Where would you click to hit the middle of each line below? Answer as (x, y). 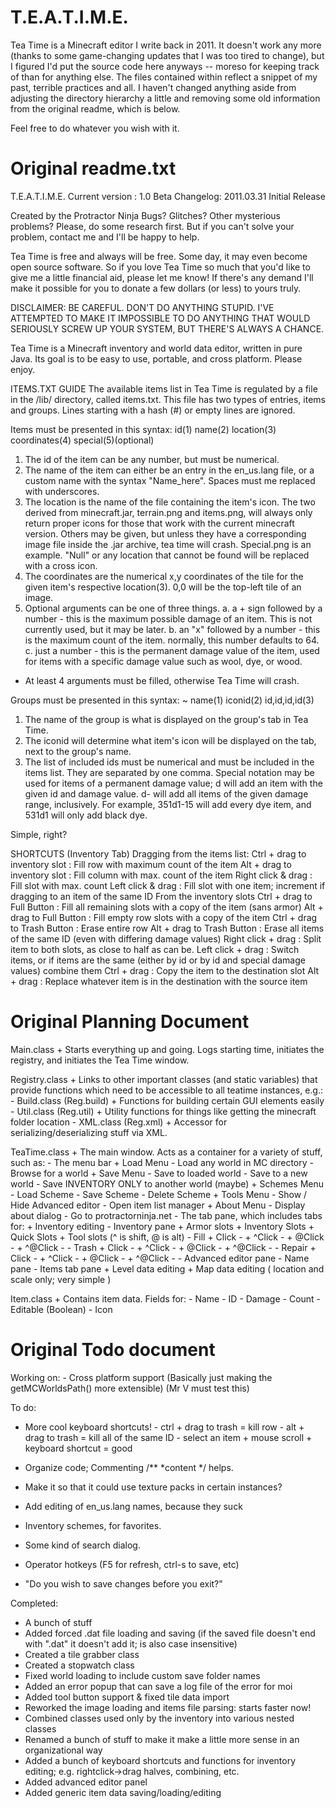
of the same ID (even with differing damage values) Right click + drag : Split (166, 938)
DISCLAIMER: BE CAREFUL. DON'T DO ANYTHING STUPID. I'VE (142, 307)
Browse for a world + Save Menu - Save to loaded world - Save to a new (159, 1173)
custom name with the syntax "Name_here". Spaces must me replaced (170, 480)
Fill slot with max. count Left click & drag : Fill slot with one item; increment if (168, 885)
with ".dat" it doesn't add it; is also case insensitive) (131, 1643)
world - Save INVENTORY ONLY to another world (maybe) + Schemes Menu (167, 1183)
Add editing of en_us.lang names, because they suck (133, 1506)
